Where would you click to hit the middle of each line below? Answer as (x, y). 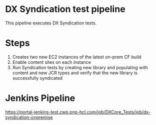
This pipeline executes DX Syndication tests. (51, 23)
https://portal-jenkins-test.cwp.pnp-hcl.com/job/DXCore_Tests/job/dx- (78, 112)
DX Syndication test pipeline (65, 9)
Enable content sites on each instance (52, 62)
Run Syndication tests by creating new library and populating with (80, 67)
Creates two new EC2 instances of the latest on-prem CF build (77, 57)
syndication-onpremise (29, 117)
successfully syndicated (37, 78)
